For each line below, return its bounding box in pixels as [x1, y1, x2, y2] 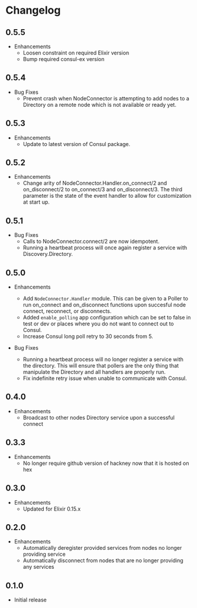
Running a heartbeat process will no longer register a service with [22, 356, 184, 363]
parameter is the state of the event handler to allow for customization [22, 192, 192, 199]
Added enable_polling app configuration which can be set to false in [22, 314, 191, 321]
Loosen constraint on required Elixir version [22, 49, 130, 56]
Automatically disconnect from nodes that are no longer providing [22, 557, 184, 564]
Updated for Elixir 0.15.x [22, 505, 81, 512]
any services [22, 563, 54, 571]
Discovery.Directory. [22, 251, 73, 258]
